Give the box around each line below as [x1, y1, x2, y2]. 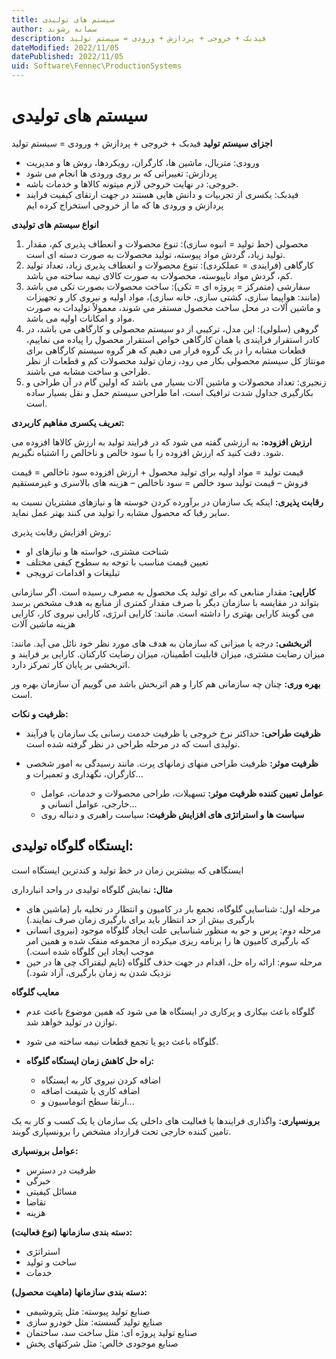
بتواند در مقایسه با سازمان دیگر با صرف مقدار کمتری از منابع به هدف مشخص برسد [11, 596, 319, 608]
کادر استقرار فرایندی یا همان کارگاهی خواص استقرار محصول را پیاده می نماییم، [25, 333, 320, 345]
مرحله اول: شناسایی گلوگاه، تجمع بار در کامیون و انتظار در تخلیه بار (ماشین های [25, 902, 321, 915]
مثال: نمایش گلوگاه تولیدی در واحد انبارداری [11, 883, 173, 895]
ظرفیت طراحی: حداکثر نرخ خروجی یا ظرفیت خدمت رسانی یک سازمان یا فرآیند [25, 727, 321, 739]
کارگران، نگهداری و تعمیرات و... [25, 767, 144, 780]
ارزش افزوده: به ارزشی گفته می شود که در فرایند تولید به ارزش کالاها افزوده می [11, 436, 313, 448]
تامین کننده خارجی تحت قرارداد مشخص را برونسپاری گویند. [11, 1125, 232, 1137]
